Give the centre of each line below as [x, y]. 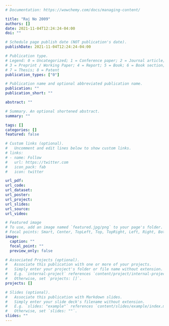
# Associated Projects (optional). [43, 260]
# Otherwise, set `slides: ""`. [41, 311]
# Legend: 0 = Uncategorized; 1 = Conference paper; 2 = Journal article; [85, 60]
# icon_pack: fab [26, 167]
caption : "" [22, 241]
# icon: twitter [24, 172]
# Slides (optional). [28, 292]
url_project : [19, 200]
